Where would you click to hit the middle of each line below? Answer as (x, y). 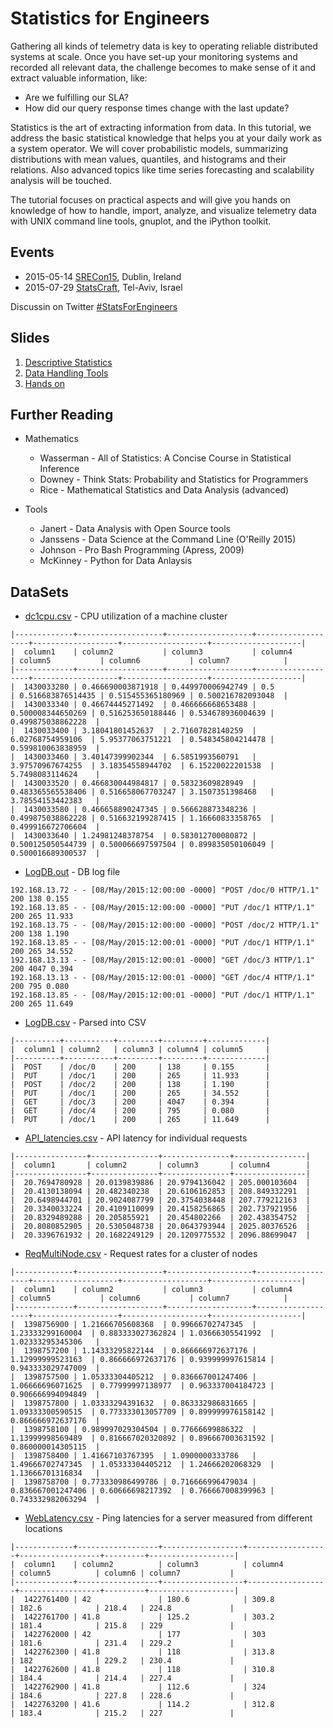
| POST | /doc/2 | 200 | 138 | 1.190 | (140, 1085)
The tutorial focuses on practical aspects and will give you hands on (150, 199)
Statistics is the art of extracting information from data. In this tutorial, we (161, 127)
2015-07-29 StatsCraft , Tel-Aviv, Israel (103, 287)
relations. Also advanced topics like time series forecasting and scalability (162, 169)
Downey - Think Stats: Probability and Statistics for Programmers (174, 479)
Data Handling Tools (66, 373)
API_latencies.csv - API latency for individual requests (136, 1138)
